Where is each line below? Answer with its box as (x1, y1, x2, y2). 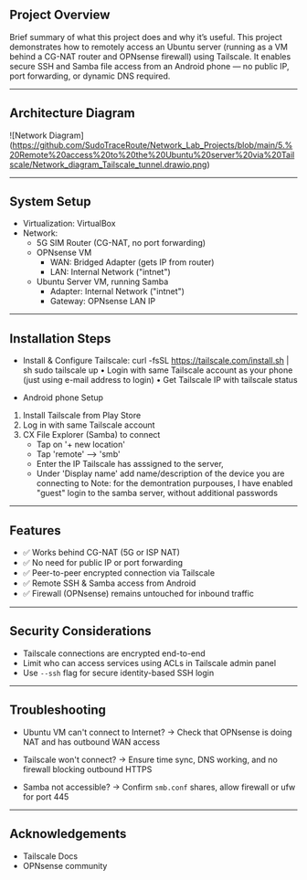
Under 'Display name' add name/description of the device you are (36, 468, 285, 479)
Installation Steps (9, 331, 111, 346)
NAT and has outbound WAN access (22, 736, 161, 747)
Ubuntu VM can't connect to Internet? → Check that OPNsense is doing (22, 726, 292, 737)
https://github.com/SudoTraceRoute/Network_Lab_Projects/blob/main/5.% (12, 139, 293, 150)
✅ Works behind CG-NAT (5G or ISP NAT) (22, 547, 181, 558)
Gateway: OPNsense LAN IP (49, 296, 156, 307)
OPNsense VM (36, 247, 92, 259)
